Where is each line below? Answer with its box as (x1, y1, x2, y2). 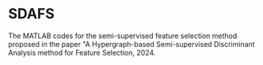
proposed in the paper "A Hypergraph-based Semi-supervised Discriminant (8, 39, 255, 48)
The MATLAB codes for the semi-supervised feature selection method (8, 31, 238, 40)
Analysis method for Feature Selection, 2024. (8, 48, 156, 57)
